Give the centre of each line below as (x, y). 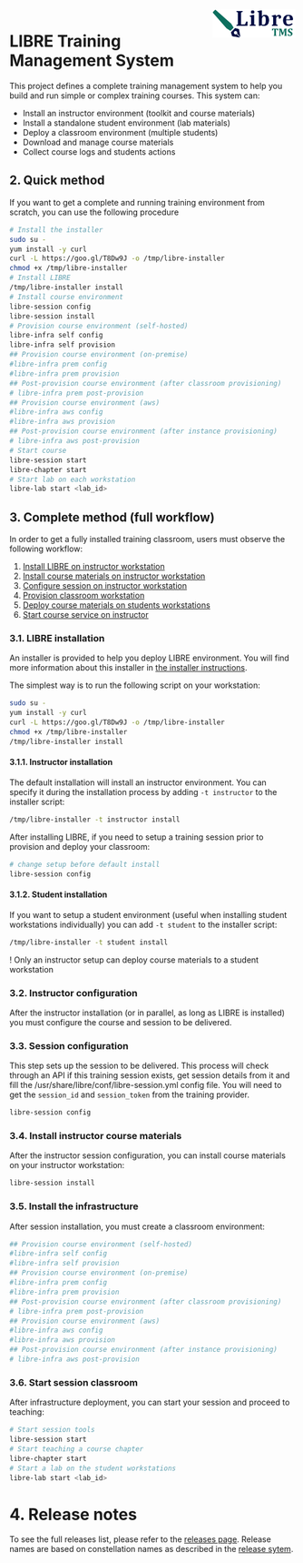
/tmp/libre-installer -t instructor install (95, 819)
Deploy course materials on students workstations (116, 605)
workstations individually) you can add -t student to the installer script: (143, 924)
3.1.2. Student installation (59, 894)
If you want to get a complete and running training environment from (137, 202)
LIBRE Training (65, 41)
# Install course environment (67, 297)
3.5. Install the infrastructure (74, 1206)
